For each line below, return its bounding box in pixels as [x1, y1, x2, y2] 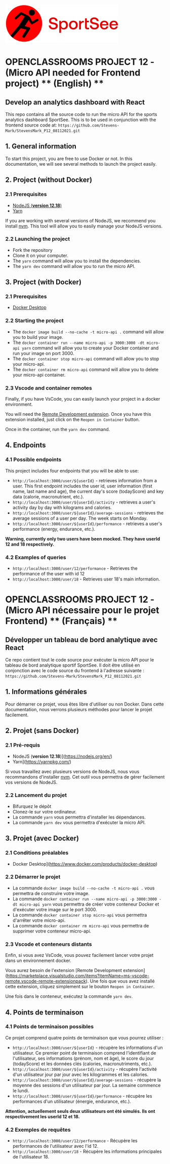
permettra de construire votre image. [12, 890, 90, 896]
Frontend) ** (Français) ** [5, 615, 118, 627]
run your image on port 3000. [12, 350, 74, 356]
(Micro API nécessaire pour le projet [5, 605, 159, 616]
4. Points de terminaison [5, 1008, 84, 1017]
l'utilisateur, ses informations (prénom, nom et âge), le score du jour [12, 1055, 154, 1061]
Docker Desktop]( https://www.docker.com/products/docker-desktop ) [12, 861, 158, 867]
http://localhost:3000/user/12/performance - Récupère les [12, 1138, 138, 1144]
